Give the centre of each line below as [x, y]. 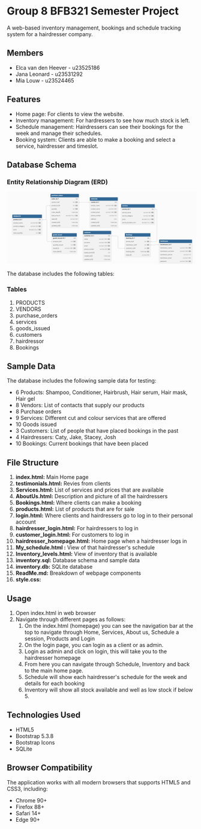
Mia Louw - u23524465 [45, 80]
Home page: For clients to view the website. [70, 114]
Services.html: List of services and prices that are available [89, 490]
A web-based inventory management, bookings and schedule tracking [94, 28]
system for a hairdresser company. [50, 34]
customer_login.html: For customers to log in [72, 535]
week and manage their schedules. [59, 133]
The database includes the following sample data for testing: [82, 381]
